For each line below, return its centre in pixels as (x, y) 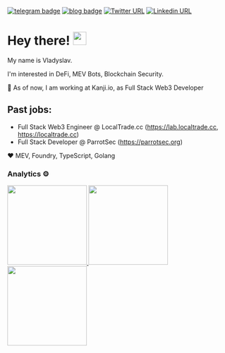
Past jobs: (30, 110)
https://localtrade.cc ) (48, 134)
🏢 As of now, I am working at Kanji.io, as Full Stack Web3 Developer (105, 88)
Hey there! (39, 41)
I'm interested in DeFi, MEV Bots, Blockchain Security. (86, 73)
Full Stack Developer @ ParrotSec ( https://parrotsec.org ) (100, 142)
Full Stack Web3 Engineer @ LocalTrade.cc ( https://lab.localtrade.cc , (118, 126)
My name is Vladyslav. (40, 60)
